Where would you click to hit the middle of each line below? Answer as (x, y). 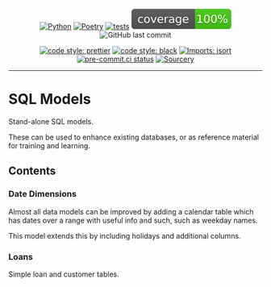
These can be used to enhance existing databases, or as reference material (134, 137)
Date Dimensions (42, 194)
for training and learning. (50, 145)
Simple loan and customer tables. (64, 274)
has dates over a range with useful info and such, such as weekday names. (133, 220)
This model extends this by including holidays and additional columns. (125, 235)
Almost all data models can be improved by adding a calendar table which (131, 211)
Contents (32, 171)
